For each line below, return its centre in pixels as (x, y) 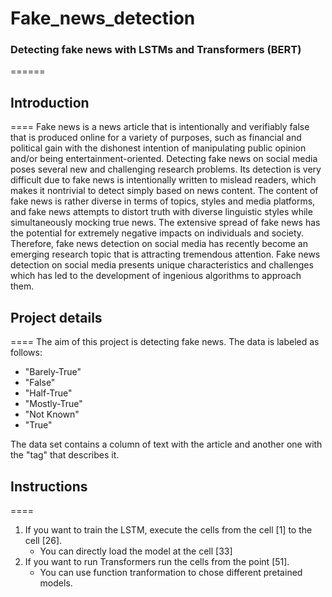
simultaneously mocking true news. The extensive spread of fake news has (165, 223)
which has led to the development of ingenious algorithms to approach (156, 276)
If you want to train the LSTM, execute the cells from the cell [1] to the (168, 529)
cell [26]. (43, 540)
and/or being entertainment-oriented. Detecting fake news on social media (164, 159)
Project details (56, 317)
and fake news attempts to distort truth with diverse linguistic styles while (161, 212)
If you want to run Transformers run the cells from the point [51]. (157, 561)
